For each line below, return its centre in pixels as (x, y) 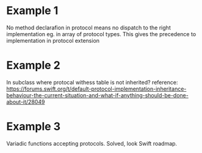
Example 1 (32, 11)
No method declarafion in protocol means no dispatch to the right (88, 28)
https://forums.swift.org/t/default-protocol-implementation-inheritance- (96, 89)
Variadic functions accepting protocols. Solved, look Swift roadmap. (92, 143)
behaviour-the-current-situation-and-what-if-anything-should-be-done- (98, 95)
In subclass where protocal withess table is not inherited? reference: (92, 82)
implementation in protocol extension (53, 40)
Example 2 (34, 65)
